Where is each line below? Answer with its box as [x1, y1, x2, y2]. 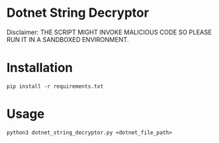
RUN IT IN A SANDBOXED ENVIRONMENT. [6, 35, 130, 43]
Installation [6, 60, 73, 76]
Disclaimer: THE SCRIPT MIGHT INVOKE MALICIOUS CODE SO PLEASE [6, 28, 212, 36]
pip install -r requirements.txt [6, 82, 104, 90]
